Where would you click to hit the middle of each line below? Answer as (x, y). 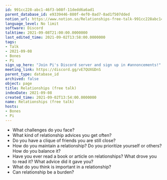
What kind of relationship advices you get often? (62, 135)
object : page (19, 83)
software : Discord (24, 28)
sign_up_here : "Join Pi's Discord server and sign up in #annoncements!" (83, 65)
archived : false (22, 79)
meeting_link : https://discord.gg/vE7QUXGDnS (53, 70)
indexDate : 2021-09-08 (29, 93)
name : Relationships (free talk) (40, 102)
